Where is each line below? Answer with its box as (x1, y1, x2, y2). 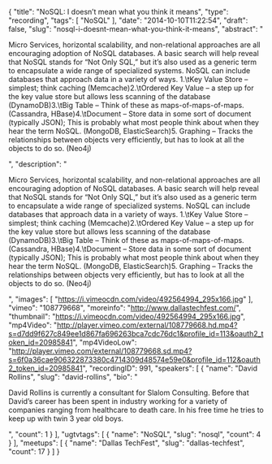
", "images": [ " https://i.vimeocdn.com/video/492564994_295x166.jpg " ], (8, 294, 253, 304)
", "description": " (8, 159, 67, 169)
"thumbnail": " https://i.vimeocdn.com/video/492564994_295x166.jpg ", (8, 312, 246, 321)
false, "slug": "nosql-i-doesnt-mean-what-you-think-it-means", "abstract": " (8, 24, 264, 33)
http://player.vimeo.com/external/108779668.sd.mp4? (11, 346, 192, 356)
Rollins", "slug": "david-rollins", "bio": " (8, 372, 138, 381)
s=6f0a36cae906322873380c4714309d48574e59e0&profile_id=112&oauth (8, 355, 261, 364)
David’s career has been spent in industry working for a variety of (8, 397, 227, 405)
